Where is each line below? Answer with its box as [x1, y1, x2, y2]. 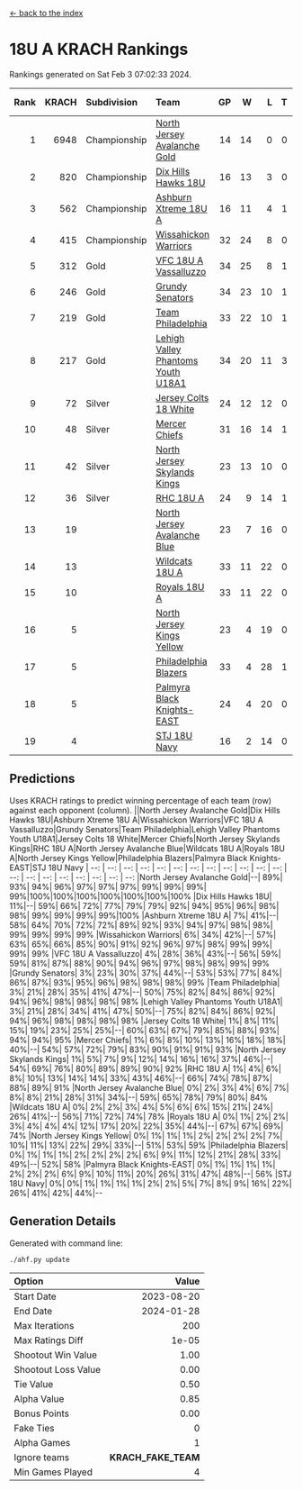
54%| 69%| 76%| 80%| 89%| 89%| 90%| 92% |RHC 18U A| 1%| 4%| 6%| [9, 1063, 281, 1074]
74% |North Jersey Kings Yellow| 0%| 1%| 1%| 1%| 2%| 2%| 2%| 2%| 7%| [9, 1130, 283, 1140]
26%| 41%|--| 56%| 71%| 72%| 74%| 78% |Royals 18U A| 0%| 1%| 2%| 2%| [9, 1111, 289, 1122]
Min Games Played [13, 1466, 93, 1478]
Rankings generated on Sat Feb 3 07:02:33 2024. [9, 68, 191, 79]
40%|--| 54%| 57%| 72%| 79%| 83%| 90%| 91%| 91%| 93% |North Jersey [9, 1044, 287, 1055]
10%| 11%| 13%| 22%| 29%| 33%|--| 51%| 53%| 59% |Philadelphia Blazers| [9, 1140, 289, 1150]
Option [13, 1275, 44, 1287]
